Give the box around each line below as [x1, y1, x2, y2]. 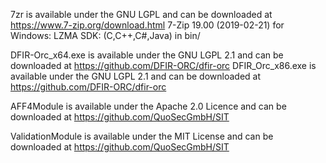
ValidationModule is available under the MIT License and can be [10, 130, 274, 142]
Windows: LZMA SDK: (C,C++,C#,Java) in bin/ [10, 30, 201, 41]
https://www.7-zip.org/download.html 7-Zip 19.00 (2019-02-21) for [10, 19, 285, 31]
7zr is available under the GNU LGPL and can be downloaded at [10, 9, 273, 20]
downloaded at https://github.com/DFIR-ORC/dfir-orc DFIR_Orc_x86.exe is [10, 60, 317, 71]
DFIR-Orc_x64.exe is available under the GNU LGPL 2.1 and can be [10, 49, 284, 61]
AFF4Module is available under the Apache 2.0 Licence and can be [10, 100, 287, 112]
